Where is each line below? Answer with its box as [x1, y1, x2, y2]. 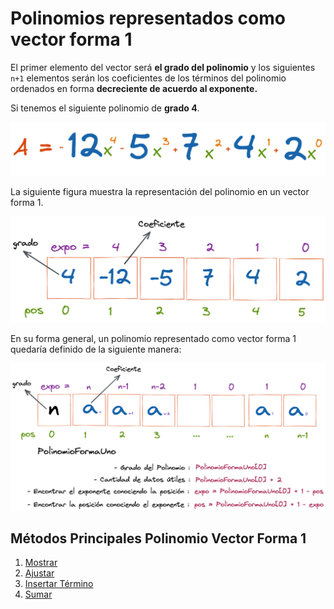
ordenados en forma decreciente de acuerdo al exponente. [10, 82, 258, 94]
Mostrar [24, 557, 58, 569]
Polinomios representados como [10, 7, 286, 30]
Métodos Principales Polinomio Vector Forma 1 [10, 530, 307, 547]
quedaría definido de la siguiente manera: [10, 343, 182, 356]
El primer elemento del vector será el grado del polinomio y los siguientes [10, 61, 316, 73]
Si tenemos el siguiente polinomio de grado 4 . [10, 102, 200, 114]
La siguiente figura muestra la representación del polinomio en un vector [10, 185, 310, 197]
